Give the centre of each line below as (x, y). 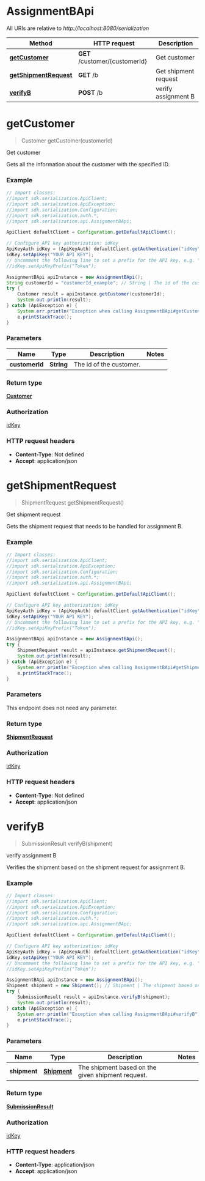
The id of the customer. (107, 364)
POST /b (91, 92)
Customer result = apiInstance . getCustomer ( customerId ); (91, 294)
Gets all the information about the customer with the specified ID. (88, 164)
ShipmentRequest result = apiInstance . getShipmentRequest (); (96, 650)
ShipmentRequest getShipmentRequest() (73, 502)
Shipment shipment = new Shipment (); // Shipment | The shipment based (99, 986)
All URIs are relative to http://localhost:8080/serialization (78, 28)
